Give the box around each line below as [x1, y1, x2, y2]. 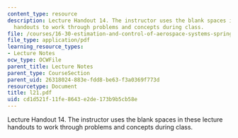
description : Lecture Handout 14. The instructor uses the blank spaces [7, 17, 227, 24]
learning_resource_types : [7, 43, 84, 50]
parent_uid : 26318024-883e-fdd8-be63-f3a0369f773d [7, 76, 160, 84]
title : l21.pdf [7, 89, 52, 96]
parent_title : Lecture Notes [7, 63, 93, 70]
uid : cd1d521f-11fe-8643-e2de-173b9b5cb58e [7, 96, 138, 103]
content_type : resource [7, 10, 78, 18]
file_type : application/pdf [7, 37, 91, 44]
